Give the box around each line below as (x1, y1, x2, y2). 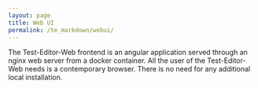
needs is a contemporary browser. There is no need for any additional (24, 64, 251, 74)
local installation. (8, 72, 63, 82)
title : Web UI (8, 19, 55, 27)
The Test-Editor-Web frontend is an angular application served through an (8, 48, 248, 57)
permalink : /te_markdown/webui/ (8, 26, 114, 34)
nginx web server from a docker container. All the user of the (8, 56, 206, 65)
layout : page (8, 11, 51, 20)
